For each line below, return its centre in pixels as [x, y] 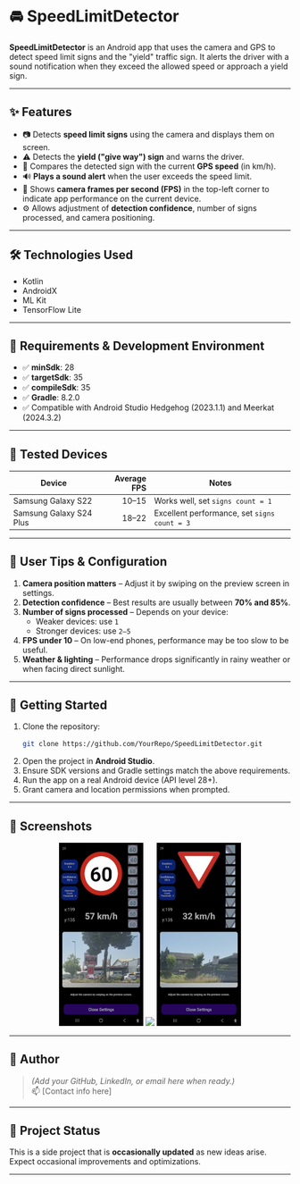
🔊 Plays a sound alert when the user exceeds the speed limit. [137, 176]
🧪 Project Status [55, 1130]
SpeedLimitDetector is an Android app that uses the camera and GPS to [142, 47]
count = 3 [172, 524]
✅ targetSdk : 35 [52, 378]
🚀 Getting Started [58, 705]
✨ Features [41, 112]
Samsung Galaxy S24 [53, 513]
